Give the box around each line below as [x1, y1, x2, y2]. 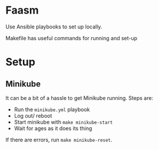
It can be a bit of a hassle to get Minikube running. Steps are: [5, 94, 154, 101]
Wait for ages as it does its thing [14, 125, 92, 132]
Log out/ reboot [14, 112, 52, 119]
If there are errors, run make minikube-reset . [5, 136, 112, 143]
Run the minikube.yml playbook [14, 106, 90, 113]
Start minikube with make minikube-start [14, 118, 113, 125]
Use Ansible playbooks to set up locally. [5, 23, 102, 30]
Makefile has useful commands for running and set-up [5, 34, 138, 41]
